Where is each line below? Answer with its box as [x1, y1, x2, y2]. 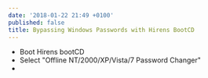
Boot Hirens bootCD [19, 48, 85, 57]
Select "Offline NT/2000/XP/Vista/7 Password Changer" [19, 55, 202, 65]
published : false [8, 19, 65, 27]
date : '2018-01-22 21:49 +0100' [8, 11, 114, 19]
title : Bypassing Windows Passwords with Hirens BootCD [8, 26, 195, 34]
